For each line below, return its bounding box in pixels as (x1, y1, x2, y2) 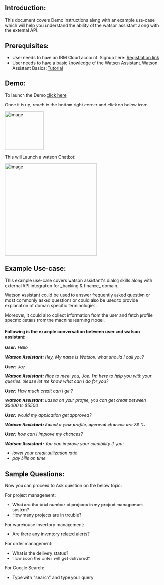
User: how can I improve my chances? (5, 431, 83, 437)
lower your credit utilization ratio (12, 450, 78, 456)
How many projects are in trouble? (12, 512, 82, 518)
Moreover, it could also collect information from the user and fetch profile (5, 312, 153, 318)
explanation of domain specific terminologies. (5, 303, 97, 309)
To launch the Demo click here (5, 92, 67, 98)
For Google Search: (5, 565, 45, 571)
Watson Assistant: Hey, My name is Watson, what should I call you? (5, 354, 144, 360)
